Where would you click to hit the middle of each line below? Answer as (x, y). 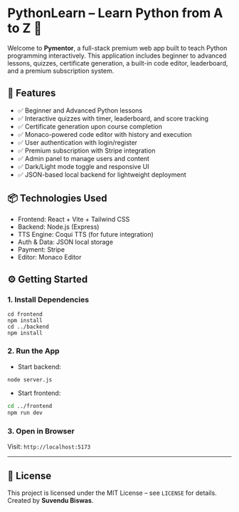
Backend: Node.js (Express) (58, 227)
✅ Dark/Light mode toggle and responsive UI (83, 166)
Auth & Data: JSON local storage (65, 242)
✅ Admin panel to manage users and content (83, 158)
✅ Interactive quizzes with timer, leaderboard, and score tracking (113, 118)
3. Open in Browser (41, 431)
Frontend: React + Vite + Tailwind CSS (74, 219)
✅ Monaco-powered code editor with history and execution (105, 134)
